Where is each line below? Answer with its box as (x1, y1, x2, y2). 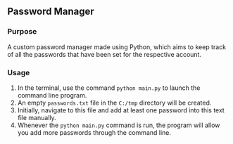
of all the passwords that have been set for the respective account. (7, 50, 202, 58)
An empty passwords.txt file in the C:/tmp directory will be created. (17, 98, 212, 107)
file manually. (17, 113, 56, 122)
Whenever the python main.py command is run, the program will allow (17, 121, 220, 129)
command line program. (17, 91, 87, 99)
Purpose (7, 27, 37, 37)
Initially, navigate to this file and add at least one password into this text (17, 105, 225, 114)
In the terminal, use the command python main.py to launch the (17, 84, 201, 92)
